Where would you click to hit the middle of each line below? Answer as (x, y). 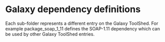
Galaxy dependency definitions (73, 9)
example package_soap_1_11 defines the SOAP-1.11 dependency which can (83, 28)
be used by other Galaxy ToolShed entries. (50, 34)
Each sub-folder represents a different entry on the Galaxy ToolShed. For (82, 23)
